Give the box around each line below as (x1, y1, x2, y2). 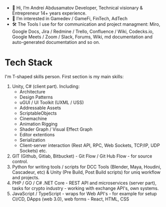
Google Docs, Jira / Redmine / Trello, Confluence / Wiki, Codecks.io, (12, 28, 154, 34)
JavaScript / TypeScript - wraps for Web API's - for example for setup (12, 190, 157, 196)
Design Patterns (19, 94, 53, 100)
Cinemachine (19, 115, 47, 121)
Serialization (19, 137, 46, 143)
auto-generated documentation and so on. (12, 39, 100, 45)
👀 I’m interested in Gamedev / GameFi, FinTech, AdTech (12, 16, 128, 21)
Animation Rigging (19, 121, 58, 127)
